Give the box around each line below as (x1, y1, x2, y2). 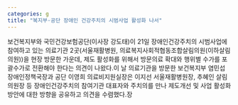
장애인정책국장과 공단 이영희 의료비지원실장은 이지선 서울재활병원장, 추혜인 (7, 72, 215, 81)
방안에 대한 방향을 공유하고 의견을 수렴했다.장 (7, 89, 133, 99)
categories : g (7, 10, 50, 18)
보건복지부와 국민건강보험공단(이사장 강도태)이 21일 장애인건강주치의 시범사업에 (7, 37, 227, 46)
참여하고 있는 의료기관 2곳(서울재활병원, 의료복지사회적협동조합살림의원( (7, 46, 208, 54)
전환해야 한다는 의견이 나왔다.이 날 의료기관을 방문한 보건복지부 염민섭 (31, 63, 226, 72)
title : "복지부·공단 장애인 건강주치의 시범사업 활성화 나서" (7, 17, 163, 24)
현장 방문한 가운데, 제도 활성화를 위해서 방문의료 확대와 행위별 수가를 (31, 54, 220, 63)
